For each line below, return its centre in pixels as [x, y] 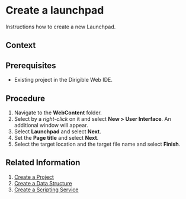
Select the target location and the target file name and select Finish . [97, 144]
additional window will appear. [51, 125]
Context [21, 45]
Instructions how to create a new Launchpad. [61, 27]
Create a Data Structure [43, 183]
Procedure [25, 98]
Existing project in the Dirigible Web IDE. [63, 80]
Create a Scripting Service [46, 190]
